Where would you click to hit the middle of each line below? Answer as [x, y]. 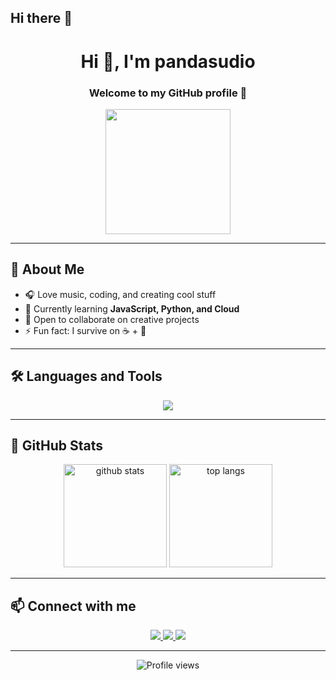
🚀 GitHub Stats [56, 445]
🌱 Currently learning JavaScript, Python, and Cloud [132, 308]
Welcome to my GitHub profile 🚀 [168, 93]
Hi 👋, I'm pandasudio [168, 61]
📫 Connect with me [73, 606]
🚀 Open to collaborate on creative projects [112, 319]
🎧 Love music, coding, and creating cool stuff [120, 294]
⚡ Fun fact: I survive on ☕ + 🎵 [85, 330]
